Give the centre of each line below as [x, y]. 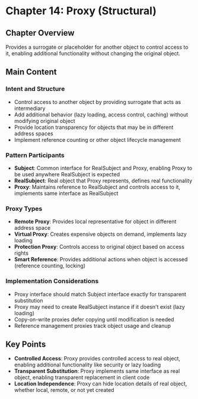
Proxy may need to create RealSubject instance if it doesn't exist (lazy [99, 306]
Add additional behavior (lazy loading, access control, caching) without [101, 115]
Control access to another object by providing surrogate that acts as [98, 102]
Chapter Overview [40, 33]
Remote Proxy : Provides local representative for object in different [95, 221]
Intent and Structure [35, 89]
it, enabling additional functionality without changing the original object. [93, 53]
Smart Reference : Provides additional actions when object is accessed [101, 259]
